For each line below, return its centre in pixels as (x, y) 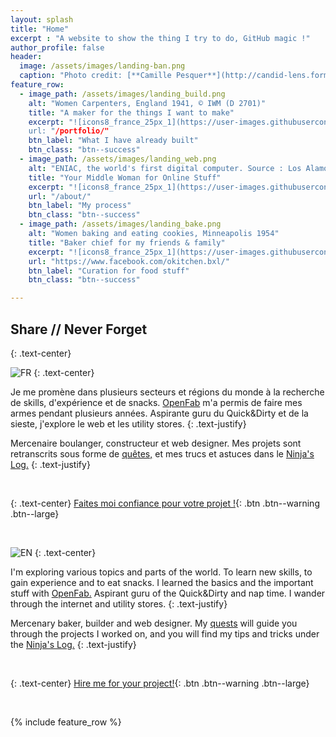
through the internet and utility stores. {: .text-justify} (119, 603)
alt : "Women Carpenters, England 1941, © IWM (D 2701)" (147, 103)
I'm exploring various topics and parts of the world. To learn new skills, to (161, 572)
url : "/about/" (60, 196)
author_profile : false (57, 47)
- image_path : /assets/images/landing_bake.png (120, 224)
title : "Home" (40, 29)
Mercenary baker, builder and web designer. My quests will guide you (154, 623)
